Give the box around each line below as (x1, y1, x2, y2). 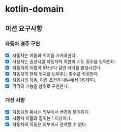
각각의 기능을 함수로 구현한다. (12, 83, 69, 89)
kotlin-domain (5, 3, 64, 15)
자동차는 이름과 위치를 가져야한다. (12, 52, 77, 58)
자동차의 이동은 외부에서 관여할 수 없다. (12, 121, 88, 127)
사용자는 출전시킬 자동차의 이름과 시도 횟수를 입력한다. (12, 58, 117, 65)
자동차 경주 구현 (5, 40, 40, 47)
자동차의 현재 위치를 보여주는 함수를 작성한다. (12, 71, 99, 77)
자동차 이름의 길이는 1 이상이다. (12, 115, 72, 121)
